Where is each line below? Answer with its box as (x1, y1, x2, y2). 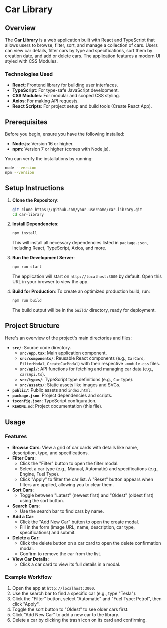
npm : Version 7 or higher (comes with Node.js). (12, 146, 110, 152)
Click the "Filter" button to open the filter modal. (19, 460, 119, 466)
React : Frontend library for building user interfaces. (12, 82, 118, 88)
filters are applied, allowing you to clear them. (19, 481, 114, 487)
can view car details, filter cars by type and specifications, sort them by (5, 48, 153, 53)
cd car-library (12, 212, 44, 217)
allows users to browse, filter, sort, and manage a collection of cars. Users (5, 42, 158, 48)
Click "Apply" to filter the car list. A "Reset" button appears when (19, 476, 153, 482)
